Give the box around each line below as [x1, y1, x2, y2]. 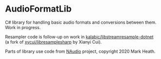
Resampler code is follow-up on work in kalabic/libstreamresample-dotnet [5, 34, 154, 40]
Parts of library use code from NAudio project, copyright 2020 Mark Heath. [5, 48, 156, 54]
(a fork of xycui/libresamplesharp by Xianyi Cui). [5, 39, 102, 44]
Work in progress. [5, 24, 41, 30]
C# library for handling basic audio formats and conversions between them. [5, 19, 157, 25]
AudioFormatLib [5, 3, 72, 15]
